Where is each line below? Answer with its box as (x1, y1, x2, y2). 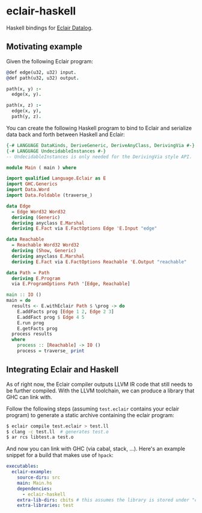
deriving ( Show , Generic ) (11, 248, 77, 254)
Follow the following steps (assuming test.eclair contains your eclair (6, 405, 179, 412)
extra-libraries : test (17, 502, 74, 509)
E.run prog (17, 319, 44, 326)
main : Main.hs (17, 480, 52, 486)
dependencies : (17, 485, 52, 492)
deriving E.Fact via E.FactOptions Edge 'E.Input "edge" (11, 225, 158, 231)
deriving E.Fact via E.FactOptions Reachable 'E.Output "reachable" (11, 259, 187, 265)
